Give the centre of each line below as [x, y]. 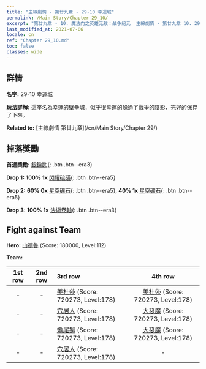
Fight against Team [44, 230]
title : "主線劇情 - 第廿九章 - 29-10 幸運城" [60, 12]
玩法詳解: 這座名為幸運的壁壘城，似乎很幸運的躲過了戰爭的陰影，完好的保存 [102, 107]
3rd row [68, 277]
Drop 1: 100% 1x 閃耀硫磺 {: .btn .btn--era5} [61, 177]
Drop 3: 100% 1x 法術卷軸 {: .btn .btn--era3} [62, 210]
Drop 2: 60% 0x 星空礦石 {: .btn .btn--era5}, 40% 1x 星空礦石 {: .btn [91, 191]
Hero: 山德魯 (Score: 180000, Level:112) [56, 245]
